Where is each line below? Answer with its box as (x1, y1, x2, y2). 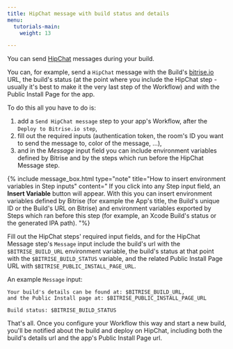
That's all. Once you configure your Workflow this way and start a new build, (7, 319, 227, 327)
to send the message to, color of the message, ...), (17, 139, 162, 148)
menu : (7, 17, 23, 24)
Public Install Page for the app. (7, 90, 95, 99)
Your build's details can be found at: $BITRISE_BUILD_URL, (7, 289, 186, 296)
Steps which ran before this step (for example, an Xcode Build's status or (7, 212, 217, 220)
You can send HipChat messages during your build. (7, 55, 155, 63)
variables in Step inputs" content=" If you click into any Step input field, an (7, 182, 220, 191)
